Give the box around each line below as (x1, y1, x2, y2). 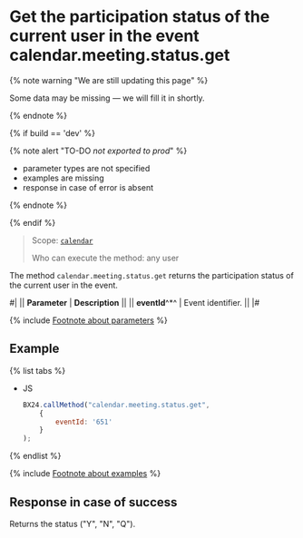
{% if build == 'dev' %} (9, 127, 95, 138)
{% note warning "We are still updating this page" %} (9, 74, 209, 85)
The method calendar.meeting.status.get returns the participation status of (9, 269, 295, 280)
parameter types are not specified (22, 162, 151, 173)
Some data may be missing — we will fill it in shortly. (9, 93, 206, 103)
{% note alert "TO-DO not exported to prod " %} (9, 145, 188, 156)
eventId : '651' (55, 417, 113, 426)
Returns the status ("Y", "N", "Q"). (9, 518, 136, 529)
